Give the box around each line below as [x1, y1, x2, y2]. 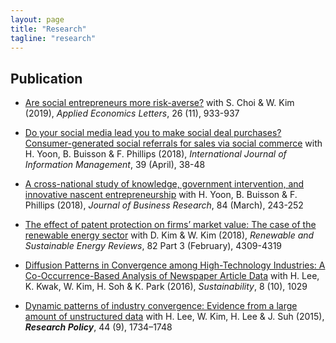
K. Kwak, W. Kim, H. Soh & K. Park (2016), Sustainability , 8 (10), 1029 [24, 281, 308, 293]
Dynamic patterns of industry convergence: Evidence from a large [24, 300, 298, 312]
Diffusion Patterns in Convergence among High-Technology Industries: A [24, 259, 326, 271]
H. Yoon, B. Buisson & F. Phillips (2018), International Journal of [24, 148, 287, 160]
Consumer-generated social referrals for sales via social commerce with [24, 137, 323, 150]
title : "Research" [10, 24, 87, 34]
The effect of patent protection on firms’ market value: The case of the [24, 219, 317, 231]
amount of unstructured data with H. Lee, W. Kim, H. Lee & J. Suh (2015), [24, 311, 325, 323]
